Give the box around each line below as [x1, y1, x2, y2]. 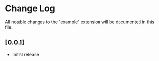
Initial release [12, 51, 39, 57]
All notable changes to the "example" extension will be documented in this [5, 19, 155, 25]
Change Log [5, 3, 55, 14]
